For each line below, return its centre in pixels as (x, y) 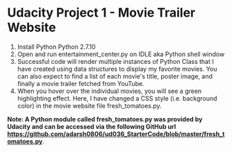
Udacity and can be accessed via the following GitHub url (92, 126)
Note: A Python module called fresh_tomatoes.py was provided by (105, 119)
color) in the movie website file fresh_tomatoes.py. (89, 105)
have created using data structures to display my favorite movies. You (117, 69)
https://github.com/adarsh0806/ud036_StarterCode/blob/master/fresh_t (116, 134)
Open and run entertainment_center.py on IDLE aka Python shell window (121, 54)
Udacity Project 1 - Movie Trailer (101, 13)
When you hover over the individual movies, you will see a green (109, 91)
